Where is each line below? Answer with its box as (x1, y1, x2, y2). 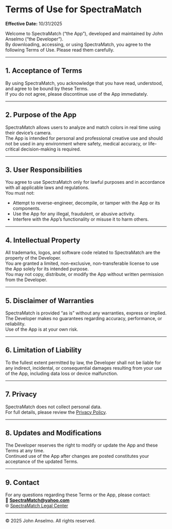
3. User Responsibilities (5, 165, 83, 174)
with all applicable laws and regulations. (5, 184, 90, 191)
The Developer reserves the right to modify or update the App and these (5, 442, 158, 449)
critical (5, 146, 20, 152)
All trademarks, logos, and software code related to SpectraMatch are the (5, 249, 160, 256)
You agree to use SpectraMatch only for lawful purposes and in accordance (5, 179, 165, 185)
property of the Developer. (5, 255, 61, 261)
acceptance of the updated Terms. (5, 458, 78, 464)
